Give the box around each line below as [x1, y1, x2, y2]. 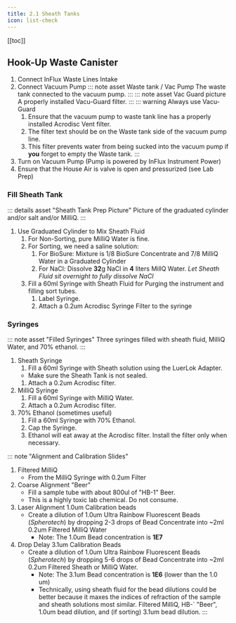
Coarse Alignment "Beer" [17, 480, 91, 489]
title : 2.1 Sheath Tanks [7, 10, 80, 18]
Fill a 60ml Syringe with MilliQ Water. [27, 393, 134, 402]
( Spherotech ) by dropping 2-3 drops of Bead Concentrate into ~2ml [27, 518, 224, 526]
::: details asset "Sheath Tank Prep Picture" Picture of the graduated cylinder [7, 205, 229, 214]
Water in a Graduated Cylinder [38, 257, 126, 265]
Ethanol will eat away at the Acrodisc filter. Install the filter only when [27, 430, 228, 439]
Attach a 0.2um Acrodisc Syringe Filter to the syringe [38, 302, 192, 310]
